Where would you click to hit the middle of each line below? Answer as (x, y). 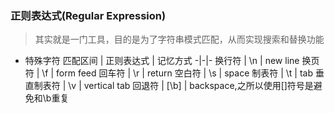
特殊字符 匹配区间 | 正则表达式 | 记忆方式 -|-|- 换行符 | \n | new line (162, 61)
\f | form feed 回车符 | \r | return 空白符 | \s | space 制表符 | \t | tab (177, 73)
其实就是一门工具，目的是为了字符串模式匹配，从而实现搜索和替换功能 (179, 39)
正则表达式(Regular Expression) (88, 15)
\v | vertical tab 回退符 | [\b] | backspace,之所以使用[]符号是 (191, 86)
